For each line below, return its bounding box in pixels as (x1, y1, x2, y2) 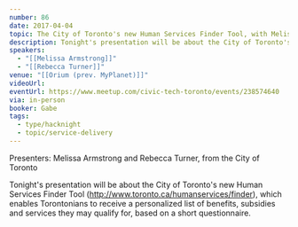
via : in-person (9, 95, 66, 105)
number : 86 (9, 12, 50, 22)
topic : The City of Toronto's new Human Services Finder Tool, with (9, 29, 268, 38)
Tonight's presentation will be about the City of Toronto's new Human (9, 179, 263, 190)
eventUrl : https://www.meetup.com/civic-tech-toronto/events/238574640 (9, 87, 279, 96)
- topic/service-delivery (17, 129, 114, 137)
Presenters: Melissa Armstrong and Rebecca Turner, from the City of (9, 153, 260, 163)
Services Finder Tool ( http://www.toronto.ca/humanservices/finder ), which (9, 188, 282, 200)
